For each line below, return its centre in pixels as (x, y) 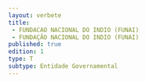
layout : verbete (35, 15)
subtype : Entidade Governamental (63, 66)
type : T (21, 59)
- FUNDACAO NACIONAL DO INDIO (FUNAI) (75, 30)
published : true (35, 45)
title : (19, 23)
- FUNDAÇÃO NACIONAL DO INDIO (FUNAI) (75, 37)
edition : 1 (26, 52)
